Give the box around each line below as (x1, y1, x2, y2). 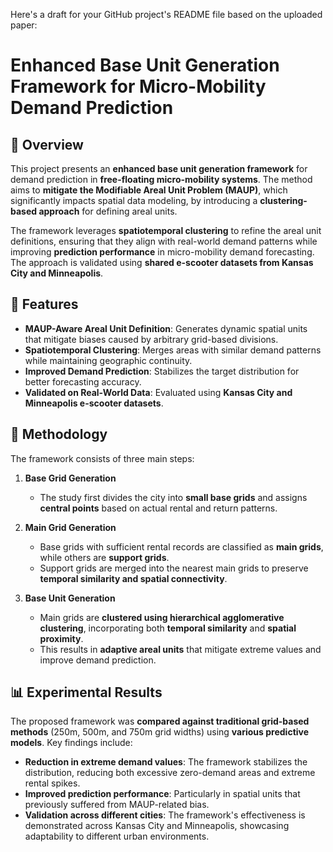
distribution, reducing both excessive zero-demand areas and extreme (24, 767, 316, 779)
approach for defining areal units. (38, 205, 178, 217)
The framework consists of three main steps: (10, 452, 195, 464)
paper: (10, 19, 38, 31)
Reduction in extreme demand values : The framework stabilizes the (24, 756, 308, 768)
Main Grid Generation (24, 521, 117, 533)
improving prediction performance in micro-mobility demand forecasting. (10, 246, 315, 258)
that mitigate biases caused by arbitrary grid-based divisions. (24, 333, 279, 345)
